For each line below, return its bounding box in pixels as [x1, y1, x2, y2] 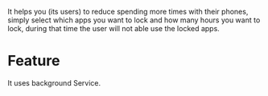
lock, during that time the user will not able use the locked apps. [7, 24, 221, 33]
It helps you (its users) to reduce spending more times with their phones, [7, 7, 249, 16]
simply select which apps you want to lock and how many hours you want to [7, 15, 261, 25]
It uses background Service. [7, 78, 101, 87]
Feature [7, 52, 60, 70]
